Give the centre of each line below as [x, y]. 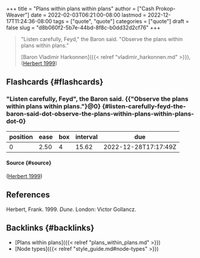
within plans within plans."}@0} [54, 107]
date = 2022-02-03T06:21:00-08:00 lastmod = [89, 15]
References [28, 195]
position [21, 136]
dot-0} [16, 122]
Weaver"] [18, 15]
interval [87, 136]
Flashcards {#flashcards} [55, 82]
